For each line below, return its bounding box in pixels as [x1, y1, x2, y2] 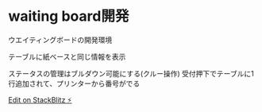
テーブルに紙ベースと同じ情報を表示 [8, 52, 126, 61]
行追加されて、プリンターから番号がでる [8, 79, 141, 88]
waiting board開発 [8, 7, 129, 25]
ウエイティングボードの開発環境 [8, 35, 113, 44]
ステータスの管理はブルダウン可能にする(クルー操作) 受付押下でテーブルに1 [8, 68, 254, 78]
